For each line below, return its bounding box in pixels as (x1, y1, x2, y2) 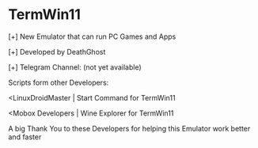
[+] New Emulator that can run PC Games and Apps (8, 32, 176, 41)
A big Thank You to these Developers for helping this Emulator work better (8, 123, 251, 133)
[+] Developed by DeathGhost (8, 47, 106, 56)
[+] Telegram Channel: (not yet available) (8, 62, 142, 72)
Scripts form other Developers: (8, 78, 109, 87)
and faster (8, 132, 42, 142)
